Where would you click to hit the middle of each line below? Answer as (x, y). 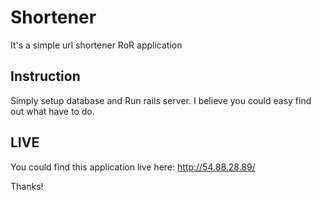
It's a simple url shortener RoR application (96, 45)
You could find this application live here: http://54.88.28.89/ (133, 167)
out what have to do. (52, 111)
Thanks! (27, 186)
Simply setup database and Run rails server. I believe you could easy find (161, 100)
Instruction (45, 76)
